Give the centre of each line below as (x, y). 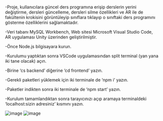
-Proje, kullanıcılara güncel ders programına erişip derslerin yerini (71, 7)
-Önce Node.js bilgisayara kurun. (38, 46)
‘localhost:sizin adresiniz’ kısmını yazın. (44, 104)
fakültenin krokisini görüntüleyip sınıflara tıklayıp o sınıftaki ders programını (80, 17)
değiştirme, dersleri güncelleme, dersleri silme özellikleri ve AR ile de (74, 12)
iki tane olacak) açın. (26, 61)
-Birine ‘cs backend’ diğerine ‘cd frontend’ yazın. (54, 70)
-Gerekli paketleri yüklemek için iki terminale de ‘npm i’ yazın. (67, 80)
